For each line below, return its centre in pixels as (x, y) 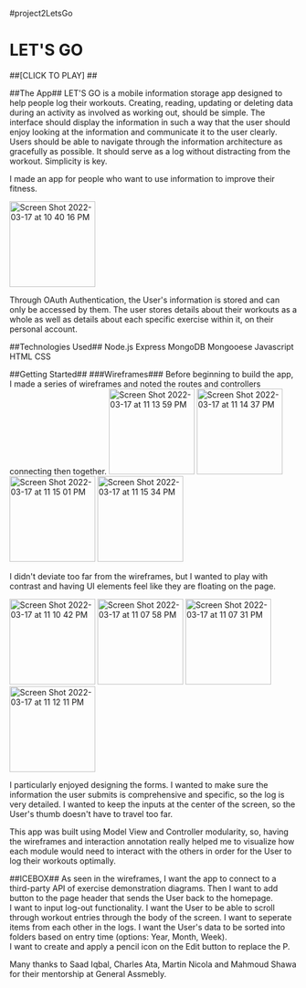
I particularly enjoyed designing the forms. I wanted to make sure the (139, 784)
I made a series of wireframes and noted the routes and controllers (135, 384)
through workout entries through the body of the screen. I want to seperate (151, 917)
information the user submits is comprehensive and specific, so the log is (147, 794)
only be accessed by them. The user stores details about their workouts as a (153, 309)
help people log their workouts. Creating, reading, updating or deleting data (152, 102)
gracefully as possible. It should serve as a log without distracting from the (150, 151)
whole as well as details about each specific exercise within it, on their (142, 319)
